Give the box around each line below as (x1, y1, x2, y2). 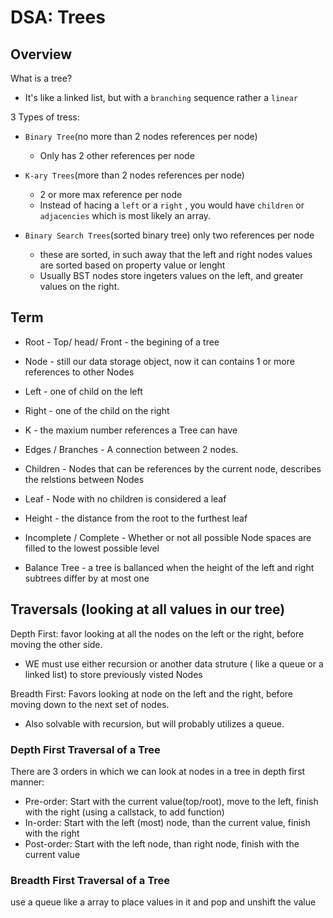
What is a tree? (10, 72, 73, 84)
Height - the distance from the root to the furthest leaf (24, 512, 248, 524)
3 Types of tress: (10, 111, 80, 123)
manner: (10, 776, 45, 788)
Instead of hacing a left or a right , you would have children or (39, 199, 305, 211)
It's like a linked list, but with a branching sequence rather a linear (24, 92, 298, 103)
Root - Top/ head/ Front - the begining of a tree (24, 336, 220, 348)
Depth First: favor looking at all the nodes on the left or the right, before (10, 627, 305, 640)
